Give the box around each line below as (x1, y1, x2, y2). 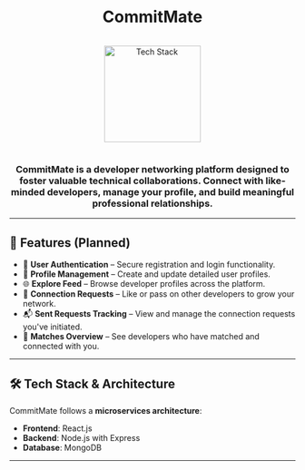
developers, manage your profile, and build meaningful (46, 185, 295, 198)
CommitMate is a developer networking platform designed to (15, 162, 290, 175)
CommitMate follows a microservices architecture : (9, 405, 202, 416)
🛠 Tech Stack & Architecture (9, 377, 175, 392)
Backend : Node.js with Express (22, 432, 141, 443)
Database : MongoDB (22, 442, 103, 453)
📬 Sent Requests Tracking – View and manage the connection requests (22, 308, 296, 319)
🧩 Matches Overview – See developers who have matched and (22, 331, 261, 342)
